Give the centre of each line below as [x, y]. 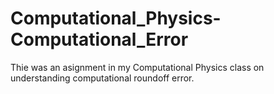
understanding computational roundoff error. [102, 78]
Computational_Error [99, 39]
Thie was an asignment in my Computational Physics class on [137, 67]
